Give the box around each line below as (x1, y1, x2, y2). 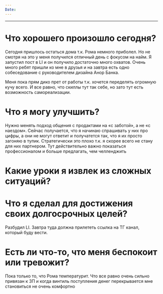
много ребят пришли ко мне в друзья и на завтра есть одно (5, 64, 130, 70)
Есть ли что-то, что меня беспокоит (5, 246, 158, 257)
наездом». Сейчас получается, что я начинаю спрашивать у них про (5, 128, 148, 133)
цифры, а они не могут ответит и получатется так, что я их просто (5, 132, 142, 139)
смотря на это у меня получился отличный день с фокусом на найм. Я (5, 54, 152, 60)
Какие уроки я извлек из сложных (5, 165, 152, 176)
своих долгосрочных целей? (5, 208, 128, 219)
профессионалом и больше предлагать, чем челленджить (5, 148, 127, 154)
